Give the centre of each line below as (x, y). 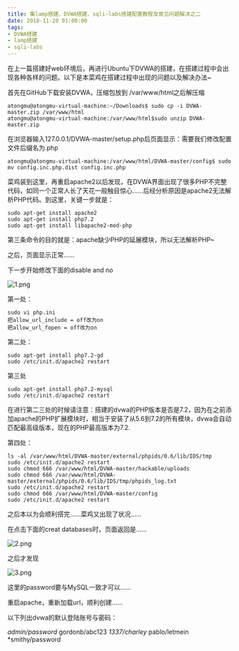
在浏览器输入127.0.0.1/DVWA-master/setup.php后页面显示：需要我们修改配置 (119, 139)
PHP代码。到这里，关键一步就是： (63, 200)
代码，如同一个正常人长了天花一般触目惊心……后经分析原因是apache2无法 (116, 191)
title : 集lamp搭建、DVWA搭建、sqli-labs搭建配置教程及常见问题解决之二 (104, 14)
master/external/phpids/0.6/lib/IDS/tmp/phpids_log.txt (92, 481)
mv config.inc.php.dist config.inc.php (67, 168)
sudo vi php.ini (31, 313)
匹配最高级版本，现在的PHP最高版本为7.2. (69, 428)
